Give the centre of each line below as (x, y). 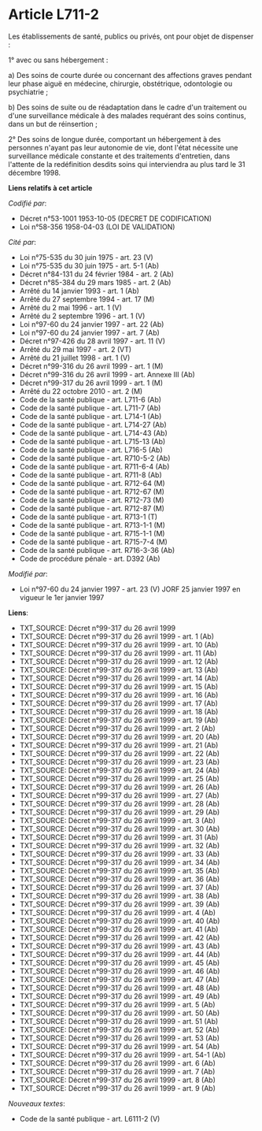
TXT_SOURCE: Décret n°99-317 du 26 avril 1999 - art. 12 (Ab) (119, 661)
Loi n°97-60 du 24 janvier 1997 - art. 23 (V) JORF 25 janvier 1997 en (130, 589)
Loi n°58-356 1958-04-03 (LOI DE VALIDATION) (97, 227)
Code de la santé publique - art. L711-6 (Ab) (90, 399)
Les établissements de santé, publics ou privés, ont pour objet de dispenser (131, 36)
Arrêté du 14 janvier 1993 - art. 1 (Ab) (79, 291)
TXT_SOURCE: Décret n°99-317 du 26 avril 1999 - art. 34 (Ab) (120, 862)
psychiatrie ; (28, 91)
